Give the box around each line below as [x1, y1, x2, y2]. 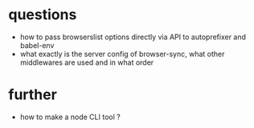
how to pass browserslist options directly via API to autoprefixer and [19, 32, 247, 42]
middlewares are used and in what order [19, 58, 154, 67]
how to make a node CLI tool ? [19, 112, 121, 122]
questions [8, 6, 77, 24]
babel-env [19, 40, 55, 50]
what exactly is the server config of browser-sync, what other [19, 49, 225, 58]
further [8, 86, 58, 104]
